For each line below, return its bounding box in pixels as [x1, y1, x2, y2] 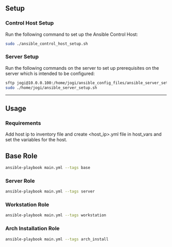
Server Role [5, 177, 35, 184]
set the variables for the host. [5, 137, 68, 143]
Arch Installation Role [5, 225, 60, 232]
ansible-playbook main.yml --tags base [5, 165, 91, 170]
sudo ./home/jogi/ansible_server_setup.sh [5, 85, 97, 90]
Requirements [5, 119, 41, 126]
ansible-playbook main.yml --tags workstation [5, 213, 106, 218]
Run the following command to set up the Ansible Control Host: [5, 31, 138, 37]
